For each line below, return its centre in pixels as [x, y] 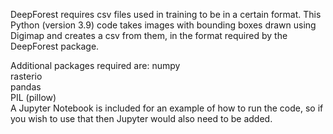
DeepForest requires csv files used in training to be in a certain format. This [166, 14]
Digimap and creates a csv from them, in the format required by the [149, 35]
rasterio [26, 76]
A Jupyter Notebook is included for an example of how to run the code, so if [167, 108]
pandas [26, 87]
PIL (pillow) [33, 97]
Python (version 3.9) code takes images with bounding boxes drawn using [163, 25]
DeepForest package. [55, 46]
